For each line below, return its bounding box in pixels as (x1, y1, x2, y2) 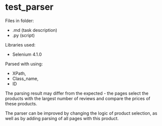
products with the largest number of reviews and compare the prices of (5, 95, 151, 101)
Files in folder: (5, 18, 34, 24)
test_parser (5, 1, 54, 13)
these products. (5, 101, 38, 106)
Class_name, (12, 76, 39, 81)
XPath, (12, 70, 26, 76)
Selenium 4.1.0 (12, 51, 42, 57)
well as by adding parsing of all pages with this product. (5, 115, 119, 121)
